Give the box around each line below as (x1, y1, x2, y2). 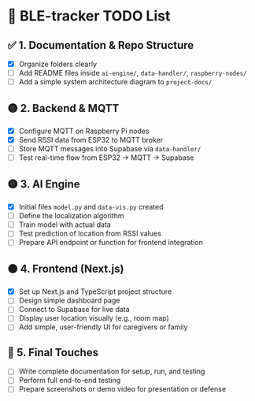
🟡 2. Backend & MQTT (7, 102, 120, 115)
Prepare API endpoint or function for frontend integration (18, 238, 204, 247)
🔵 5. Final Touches (7, 346, 99, 359)
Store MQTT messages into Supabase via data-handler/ (18, 144, 201, 154)
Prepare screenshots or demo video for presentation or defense (18, 384, 226, 394)
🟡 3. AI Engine (7, 177, 80, 191)
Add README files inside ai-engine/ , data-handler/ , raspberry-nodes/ (18, 69, 247, 78)
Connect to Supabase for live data (18, 305, 131, 314)
